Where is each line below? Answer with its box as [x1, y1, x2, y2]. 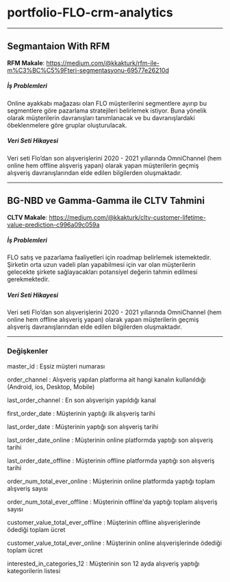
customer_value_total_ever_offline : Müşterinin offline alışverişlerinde [7, 518, 201, 526]
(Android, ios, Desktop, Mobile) [7, 382, 95, 391]
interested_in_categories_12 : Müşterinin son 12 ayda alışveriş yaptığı [7, 559, 200, 568]
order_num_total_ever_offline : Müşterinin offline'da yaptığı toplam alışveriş [7, 498, 218, 506]
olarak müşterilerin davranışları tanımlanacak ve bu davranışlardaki [7, 113, 195, 121]
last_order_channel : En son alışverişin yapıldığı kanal [7, 396, 156, 404]
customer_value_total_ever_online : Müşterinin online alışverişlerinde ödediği [7, 539, 222, 547]
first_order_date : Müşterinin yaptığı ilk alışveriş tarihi [7, 409, 155, 417]
